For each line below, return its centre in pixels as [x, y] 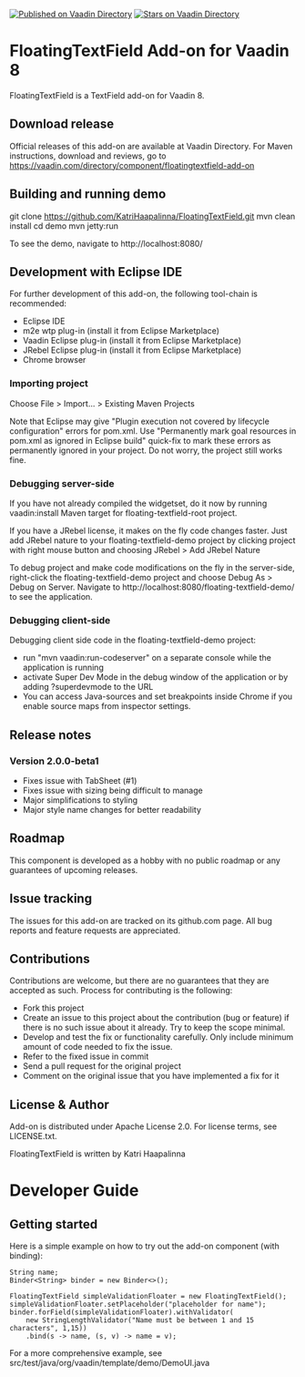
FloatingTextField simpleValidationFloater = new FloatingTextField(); [148, 1297]
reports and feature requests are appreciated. [95, 930]
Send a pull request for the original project [102, 1066]
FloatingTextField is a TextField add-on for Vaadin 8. [107, 95]
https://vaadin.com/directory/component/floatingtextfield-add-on [132, 165]
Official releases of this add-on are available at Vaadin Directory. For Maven [151, 146]
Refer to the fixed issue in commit [86, 1056]
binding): [26, 1256]
